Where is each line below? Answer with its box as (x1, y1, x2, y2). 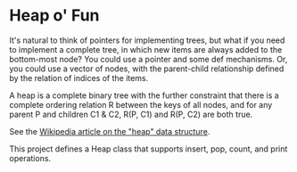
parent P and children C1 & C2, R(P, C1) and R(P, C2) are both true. (9, 109, 253, 119)
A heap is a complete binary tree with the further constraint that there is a (9, 90, 279, 101)
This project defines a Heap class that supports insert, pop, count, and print (9, 143, 288, 154)
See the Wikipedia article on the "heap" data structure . (9, 126, 210, 136)
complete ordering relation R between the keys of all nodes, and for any (9, 99, 273, 110)
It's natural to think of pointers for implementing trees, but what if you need (9, 35, 285, 45)
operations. (9, 152, 52, 163)
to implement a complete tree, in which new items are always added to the (9, 44, 283, 54)
